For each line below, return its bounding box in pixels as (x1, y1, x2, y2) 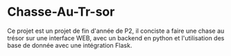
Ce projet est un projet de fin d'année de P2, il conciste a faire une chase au (7, 27, 225, 35)
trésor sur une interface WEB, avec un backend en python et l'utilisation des (7, 33, 225, 42)
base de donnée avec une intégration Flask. (7, 41, 132, 49)
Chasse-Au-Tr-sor (7, 4, 115, 20)
